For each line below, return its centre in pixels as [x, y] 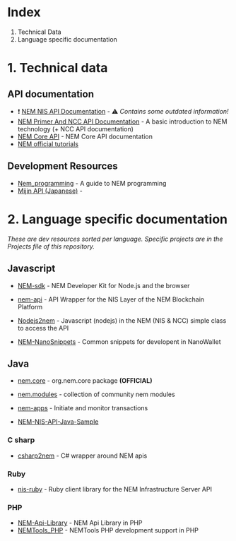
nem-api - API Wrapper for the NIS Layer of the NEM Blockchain [111, 299]
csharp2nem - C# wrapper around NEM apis [82, 456]
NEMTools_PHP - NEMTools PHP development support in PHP [108, 530]
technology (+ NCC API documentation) [76, 129]
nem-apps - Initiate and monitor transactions [83, 408]
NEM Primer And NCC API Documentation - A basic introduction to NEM [122, 121]
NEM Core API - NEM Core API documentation [85, 136]
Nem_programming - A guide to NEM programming [92, 183]
